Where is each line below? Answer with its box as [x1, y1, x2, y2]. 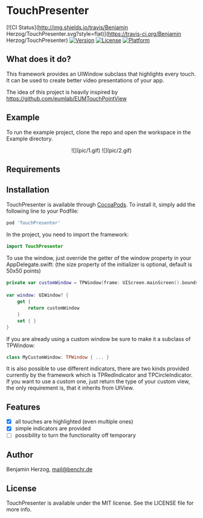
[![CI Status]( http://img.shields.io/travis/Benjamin [6, 24, 128, 31]
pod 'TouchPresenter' [6, 219, 61, 226]
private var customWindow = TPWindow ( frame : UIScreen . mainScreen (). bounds [6, 279, 199, 285]
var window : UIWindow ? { [6, 292, 69, 299]
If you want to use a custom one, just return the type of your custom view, [6, 378, 190, 385]
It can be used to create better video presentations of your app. [6, 76, 164, 84]
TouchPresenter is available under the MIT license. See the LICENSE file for [6, 499, 194, 506]
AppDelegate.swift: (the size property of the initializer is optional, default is [6, 261, 192, 268]
